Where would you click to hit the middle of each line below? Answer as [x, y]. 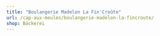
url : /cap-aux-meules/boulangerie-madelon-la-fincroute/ [80, 18]
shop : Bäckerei [26, 23]
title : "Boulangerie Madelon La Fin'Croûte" [64, 12]
